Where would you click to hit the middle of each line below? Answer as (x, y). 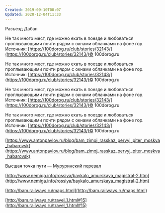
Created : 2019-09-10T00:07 (33, 10)
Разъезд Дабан (22, 28)
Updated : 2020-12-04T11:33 (33, 14)
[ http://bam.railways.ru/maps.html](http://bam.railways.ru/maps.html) (76, 190)
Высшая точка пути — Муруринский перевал (53, 166)
